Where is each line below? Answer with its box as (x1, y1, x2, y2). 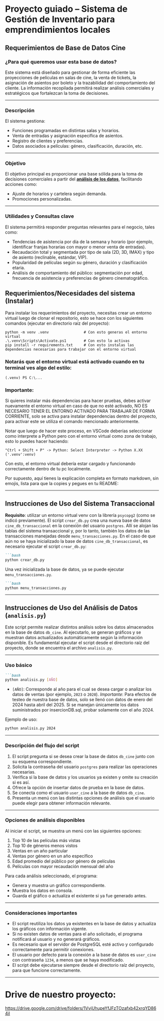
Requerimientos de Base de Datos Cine (5, 44, 126, 52)
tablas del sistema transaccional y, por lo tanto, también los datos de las (5, 528, 150, 533)
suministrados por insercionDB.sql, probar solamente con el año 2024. (12, 707, 155, 713)
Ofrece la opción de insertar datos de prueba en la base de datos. (12, 784, 145, 790)
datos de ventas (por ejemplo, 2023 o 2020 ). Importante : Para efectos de (12, 691, 157, 697)
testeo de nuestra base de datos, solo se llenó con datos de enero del (12, 697, 153, 703)
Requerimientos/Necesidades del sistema (5, 289, 135, 298)
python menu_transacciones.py (5, 585, 67, 590)
